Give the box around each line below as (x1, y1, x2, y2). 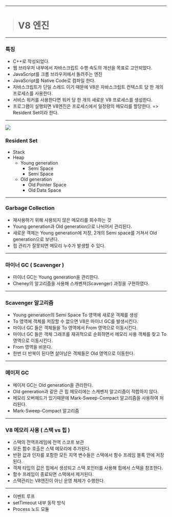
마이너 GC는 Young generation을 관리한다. (12, 274, 100, 280)
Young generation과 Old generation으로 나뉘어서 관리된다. (12, 223, 132, 229)
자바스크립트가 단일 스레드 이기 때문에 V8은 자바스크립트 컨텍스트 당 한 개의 (12, 84, 164, 90)
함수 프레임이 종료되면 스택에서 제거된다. (12, 471, 94, 478)
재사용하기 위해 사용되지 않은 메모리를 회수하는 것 (12, 216, 112, 223)
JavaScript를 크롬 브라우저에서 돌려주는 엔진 (12, 71, 102, 77)
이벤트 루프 (12, 493, 35, 500)
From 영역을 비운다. (12, 344, 53, 350)
